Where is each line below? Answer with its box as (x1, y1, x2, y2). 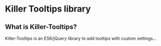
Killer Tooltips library (5, 3, 91, 15)
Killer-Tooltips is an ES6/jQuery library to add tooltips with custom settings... (5, 35, 157, 41)
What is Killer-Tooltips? (5, 23, 77, 31)
